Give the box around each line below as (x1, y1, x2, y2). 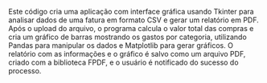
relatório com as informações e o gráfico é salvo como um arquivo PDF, (8, 49, 246, 58)
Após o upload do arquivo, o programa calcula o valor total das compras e (8, 24, 254, 33)
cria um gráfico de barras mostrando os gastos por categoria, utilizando (8, 32, 247, 41)
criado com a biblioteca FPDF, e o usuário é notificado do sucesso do (8, 57, 239, 67)
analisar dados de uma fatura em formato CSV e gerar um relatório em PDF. (8, 15, 259, 25)
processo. (8, 66, 42, 75)
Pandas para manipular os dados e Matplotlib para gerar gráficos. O (8, 41, 233, 50)
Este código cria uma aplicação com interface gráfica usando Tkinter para (8, 7, 255, 16)
